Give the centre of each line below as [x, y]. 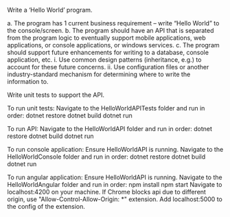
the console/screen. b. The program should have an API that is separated [111, 31]
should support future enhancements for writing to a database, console [108, 52]
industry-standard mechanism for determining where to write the [99, 74]
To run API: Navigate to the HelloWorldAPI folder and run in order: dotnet [110, 129]
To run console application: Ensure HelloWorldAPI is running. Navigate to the [115, 149]
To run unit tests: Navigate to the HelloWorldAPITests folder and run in [106, 108]
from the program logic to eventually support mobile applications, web [106, 38]
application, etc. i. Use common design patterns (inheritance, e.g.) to [104, 60]
